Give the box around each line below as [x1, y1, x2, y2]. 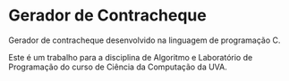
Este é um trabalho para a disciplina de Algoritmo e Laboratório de [8, 52, 253, 62]
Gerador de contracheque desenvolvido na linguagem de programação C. [8, 35, 281, 45]
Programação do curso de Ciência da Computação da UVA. [8, 61, 227, 72]
